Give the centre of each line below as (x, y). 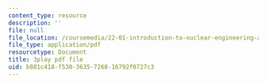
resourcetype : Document (48, 52)
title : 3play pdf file (46, 60)
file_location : (33, 38)
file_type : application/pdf (55, 45)
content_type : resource (48, 15)
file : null (26, 30)
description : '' (35, 23)
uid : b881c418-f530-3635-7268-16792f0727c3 (81, 67)
